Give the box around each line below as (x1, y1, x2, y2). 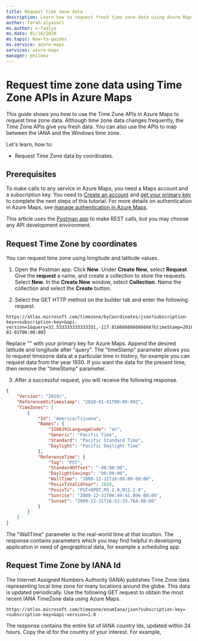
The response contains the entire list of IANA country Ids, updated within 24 (6, 622, 191, 629)
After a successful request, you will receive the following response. (14, 376, 178, 384)
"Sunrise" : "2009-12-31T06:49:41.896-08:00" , (48, 492, 162, 498)
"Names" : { (37, 421, 65, 427)
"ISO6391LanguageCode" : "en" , (48, 427, 123, 433)
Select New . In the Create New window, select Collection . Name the (14, 279, 181, 286)
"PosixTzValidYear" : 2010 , (48, 482, 115, 488)
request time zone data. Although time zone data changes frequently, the (6, 117, 184, 124)
